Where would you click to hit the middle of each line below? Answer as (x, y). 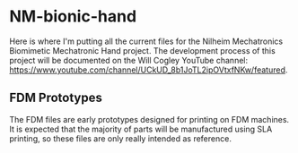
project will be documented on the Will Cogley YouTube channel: (129, 60)
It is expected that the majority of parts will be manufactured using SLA (141, 129)
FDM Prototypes (56, 98)
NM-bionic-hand (73, 17)
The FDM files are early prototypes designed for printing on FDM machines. (149, 119)
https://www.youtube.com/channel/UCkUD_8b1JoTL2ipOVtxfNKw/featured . (149, 70)
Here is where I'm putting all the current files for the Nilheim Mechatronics (146, 41)
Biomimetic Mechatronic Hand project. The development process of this (142, 50)
